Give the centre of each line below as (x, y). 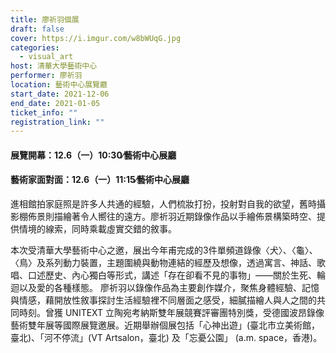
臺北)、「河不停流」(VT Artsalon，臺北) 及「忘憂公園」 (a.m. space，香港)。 (166, 338)
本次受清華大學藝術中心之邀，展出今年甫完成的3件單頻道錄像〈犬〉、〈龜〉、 (164, 250)
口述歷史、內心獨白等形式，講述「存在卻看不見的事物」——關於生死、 (172, 275)
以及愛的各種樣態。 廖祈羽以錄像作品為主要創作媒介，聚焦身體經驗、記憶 (169, 288)
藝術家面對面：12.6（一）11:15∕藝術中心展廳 (100, 180)
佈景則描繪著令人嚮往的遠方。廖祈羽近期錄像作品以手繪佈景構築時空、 (172, 217)
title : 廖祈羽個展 (45, 19)
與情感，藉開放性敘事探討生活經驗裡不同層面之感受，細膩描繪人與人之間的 (163, 300)
